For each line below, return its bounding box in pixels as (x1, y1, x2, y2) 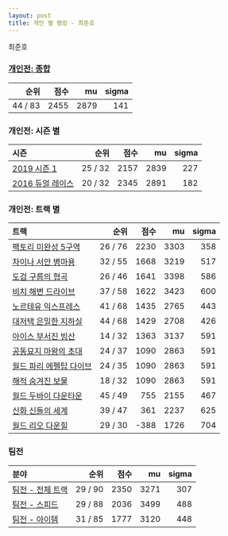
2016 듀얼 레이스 (12, 178, 74, 189)
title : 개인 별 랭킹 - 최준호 (8, 19, 95, 27)
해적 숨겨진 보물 (12, 376, 68, 387)
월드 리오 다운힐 (12, 420, 68, 431)
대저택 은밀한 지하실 (12, 316, 83, 327)
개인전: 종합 (8, 64, 51, 75)
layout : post (8, 11, 52, 20)
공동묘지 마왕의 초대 (12, 346, 83, 357)
